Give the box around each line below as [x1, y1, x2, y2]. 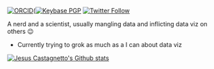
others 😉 [7, 28, 34, 35]
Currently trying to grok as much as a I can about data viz [17, 41, 182, 48]
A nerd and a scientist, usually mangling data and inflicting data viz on [7, 20, 208, 28]
